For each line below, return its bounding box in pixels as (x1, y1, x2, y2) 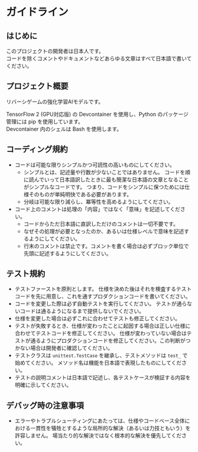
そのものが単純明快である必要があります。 (28, 190, 132, 198)
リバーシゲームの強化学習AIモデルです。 (6, 98, 104, 105)
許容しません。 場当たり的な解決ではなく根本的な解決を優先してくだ (14, 432, 182, 439)
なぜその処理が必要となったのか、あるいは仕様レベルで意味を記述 (23, 227, 184, 235)
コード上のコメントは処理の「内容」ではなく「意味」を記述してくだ (14, 205, 180, 213)
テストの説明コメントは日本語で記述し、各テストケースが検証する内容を (14, 374, 191, 381)
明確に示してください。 (14, 382, 72, 389)
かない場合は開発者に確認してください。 (14, 344, 113, 352)
